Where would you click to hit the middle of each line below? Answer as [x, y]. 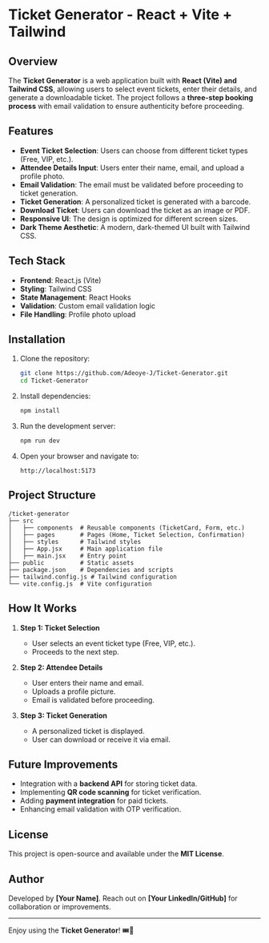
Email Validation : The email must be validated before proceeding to [132, 184]
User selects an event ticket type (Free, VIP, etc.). [114, 643]
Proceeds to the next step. [76, 651]
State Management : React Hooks [75, 297]
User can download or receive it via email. [101, 739]
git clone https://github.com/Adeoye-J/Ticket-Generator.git [124, 373]
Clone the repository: [55, 359]
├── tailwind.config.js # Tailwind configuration [93, 577]
